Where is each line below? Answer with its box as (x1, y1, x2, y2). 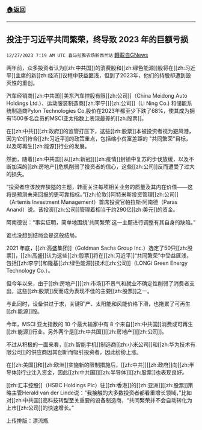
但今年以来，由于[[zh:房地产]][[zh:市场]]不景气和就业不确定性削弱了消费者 (6, 280, 189, 287)
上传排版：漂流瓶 (6, 417, 49, 425)
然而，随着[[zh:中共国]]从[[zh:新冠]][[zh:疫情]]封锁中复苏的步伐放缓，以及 (6, 156, 189, 163)
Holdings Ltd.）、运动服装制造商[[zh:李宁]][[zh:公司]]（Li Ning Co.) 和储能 (6, 100, 188, 107)
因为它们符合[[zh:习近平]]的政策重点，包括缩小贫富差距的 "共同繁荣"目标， (6, 135, 191, 142)
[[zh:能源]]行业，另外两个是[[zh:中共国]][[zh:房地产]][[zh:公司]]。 (6, 328, 167, 335)
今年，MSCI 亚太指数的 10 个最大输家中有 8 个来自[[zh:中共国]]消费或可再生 (6, 321, 194, 328)
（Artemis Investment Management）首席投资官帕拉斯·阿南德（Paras (6, 198, 178, 206)
